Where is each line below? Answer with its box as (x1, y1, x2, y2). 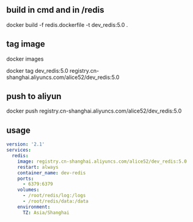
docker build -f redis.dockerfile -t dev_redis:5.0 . (6, 21, 128, 28)
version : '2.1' (6, 141, 45, 147)
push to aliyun (6, 91, 62, 102)
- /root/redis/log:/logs (22, 193, 86, 199)
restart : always (17, 164, 59, 170)
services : (6, 147, 32, 154)
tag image (6, 39, 46, 50)
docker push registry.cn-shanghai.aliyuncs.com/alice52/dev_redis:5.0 (6, 107, 182, 115)
